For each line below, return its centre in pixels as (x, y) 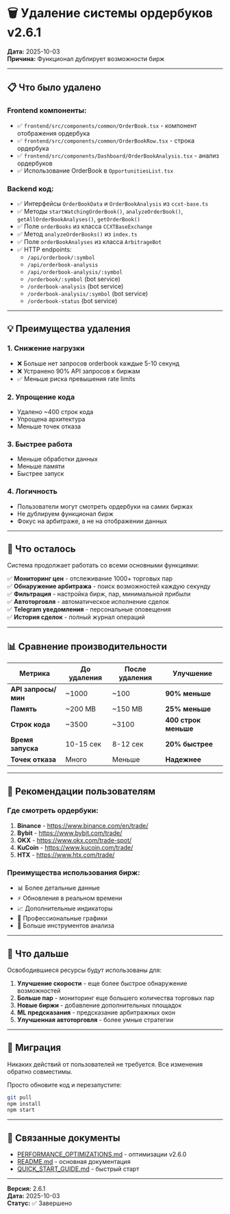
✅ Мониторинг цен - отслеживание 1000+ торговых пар (90, 579)
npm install (24, 1104)
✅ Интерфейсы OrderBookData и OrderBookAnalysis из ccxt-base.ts (113, 204)
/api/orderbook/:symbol (61, 258)
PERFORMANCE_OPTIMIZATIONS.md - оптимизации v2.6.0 (102, 1154)
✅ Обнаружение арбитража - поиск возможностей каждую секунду (109, 586)
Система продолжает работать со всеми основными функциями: (103, 566)
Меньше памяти (41, 466)
